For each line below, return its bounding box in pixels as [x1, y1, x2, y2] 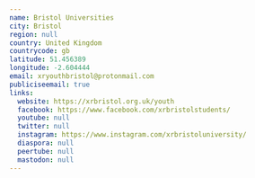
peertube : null [17, 147, 75, 156]
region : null [9, 30, 58, 39]
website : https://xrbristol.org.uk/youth [17, 96, 175, 106]
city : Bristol [9, 22, 63, 31]
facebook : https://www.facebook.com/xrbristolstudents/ [17, 105, 231, 114]
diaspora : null [17, 138, 75, 147]
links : [9, 88, 34, 97]
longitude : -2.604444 [9, 64, 91, 73]
